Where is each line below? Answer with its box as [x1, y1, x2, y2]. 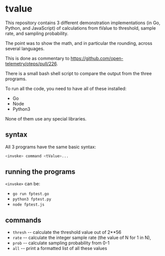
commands [5, 216, 41, 224]
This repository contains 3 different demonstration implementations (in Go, [5, 20, 160, 26]
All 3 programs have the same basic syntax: [5, 144, 96, 150]
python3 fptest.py [12, 197, 51, 202]
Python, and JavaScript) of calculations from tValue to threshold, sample [5, 25, 156, 31]
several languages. [5, 45, 44, 51]
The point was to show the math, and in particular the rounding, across [5, 40, 152, 46]
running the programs [5, 167, 76, 176]
